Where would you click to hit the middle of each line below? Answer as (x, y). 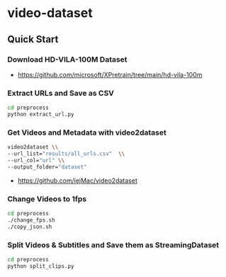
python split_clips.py (41, 266)
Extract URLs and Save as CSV (61, 93)
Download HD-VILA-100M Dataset (67, 60)
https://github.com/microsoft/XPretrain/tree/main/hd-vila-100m (110, 74)
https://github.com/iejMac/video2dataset (78, 180)
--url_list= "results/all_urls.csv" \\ (66, 154)
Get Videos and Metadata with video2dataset (87, 132)
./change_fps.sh (31, 220)
